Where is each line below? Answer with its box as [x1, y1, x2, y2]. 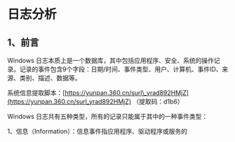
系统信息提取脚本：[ [7, 89, 65, 97]
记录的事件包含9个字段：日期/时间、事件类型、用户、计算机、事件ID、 [19, 65, 222, 73]
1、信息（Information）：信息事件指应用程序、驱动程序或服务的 [7, 127, 188, 135]
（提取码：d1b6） [133, 97, 184, 106]
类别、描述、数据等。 [19, 74, 81, 82]
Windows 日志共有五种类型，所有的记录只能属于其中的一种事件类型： [7, 113, 208, 120]
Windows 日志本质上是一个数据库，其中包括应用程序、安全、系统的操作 [7, 57, 214, 64]
